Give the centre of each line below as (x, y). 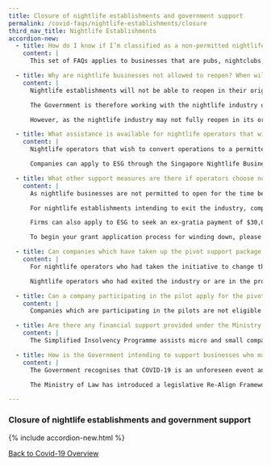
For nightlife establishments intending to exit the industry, (138, 208)
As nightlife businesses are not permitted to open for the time (142, 193)
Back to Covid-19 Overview (54, 453)
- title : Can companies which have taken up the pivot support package (139, 252)
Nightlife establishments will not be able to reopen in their (138, 90)
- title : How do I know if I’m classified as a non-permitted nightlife (140, 46)
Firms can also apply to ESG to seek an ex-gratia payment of (136, 223)
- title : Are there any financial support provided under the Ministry (139, 325)
